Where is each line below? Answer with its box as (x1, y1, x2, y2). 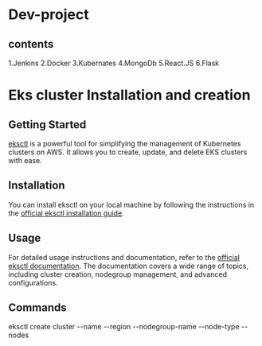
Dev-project (8, 6, 89, 24)
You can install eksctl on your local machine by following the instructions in (8, 200, 255, 209)
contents (8, 37, 54, 51)
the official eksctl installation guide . (8, 208, 125, 218)
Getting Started (8, 118, 87, 131)
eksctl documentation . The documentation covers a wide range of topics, (8, 261, 249, 270)
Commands (8, 301, 68, 315)
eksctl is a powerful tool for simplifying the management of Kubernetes (8, 139, 241, 148)
